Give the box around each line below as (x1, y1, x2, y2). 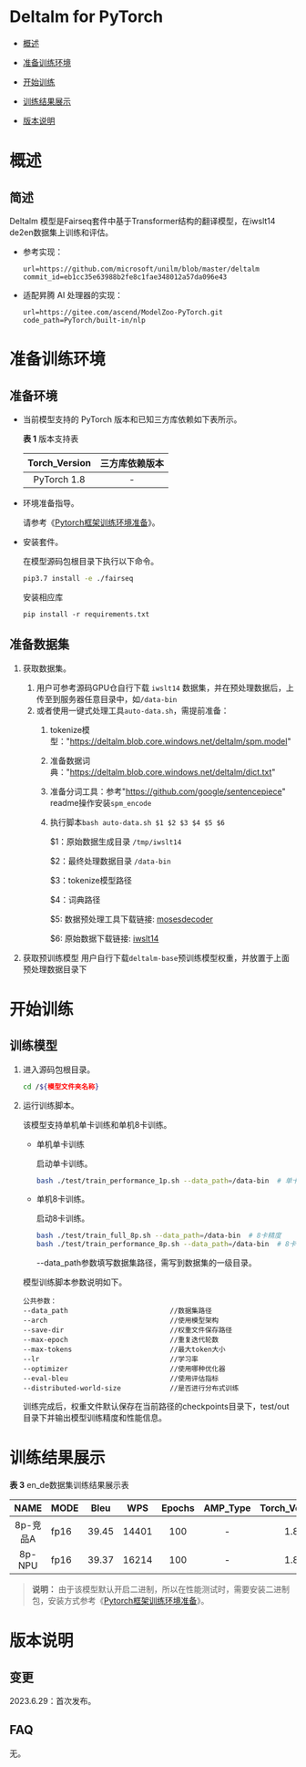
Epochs (160, 1502, 195, 1514)
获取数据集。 (22, 663, 71, 674)
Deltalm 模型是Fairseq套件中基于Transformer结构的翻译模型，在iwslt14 (9, 215, 276, 226)
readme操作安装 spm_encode (49, 797, 152, 808)
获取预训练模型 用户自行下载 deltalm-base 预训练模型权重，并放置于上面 (22, 952, 290, 963)
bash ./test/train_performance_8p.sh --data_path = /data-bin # (36, 1240, 282, 1249)
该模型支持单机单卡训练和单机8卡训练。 (22, 1119, 172, 1130)
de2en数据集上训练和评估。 (9, 226, 114, 238)
